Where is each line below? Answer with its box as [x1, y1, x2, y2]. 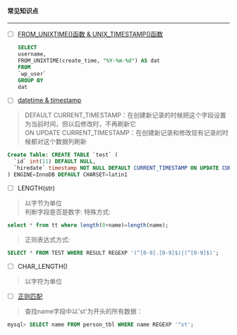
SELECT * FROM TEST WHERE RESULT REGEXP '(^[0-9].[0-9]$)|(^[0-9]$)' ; [7, 249, 219, 256]
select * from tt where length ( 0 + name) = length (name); [7, 222, 169, 229]
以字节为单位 [24, 199, 62, 208]
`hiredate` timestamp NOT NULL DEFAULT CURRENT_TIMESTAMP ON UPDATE [13, 165, 219, 172]
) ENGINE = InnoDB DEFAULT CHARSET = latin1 [7, 171, 128, 179]
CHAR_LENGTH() [17, 262, 68, 270]
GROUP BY [17, 77, 44, 84]
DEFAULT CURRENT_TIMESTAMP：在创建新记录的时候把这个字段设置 [24, 111, 226, 120]
